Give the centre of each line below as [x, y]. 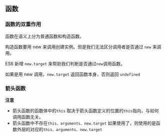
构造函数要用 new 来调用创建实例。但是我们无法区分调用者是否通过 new [78, 47]
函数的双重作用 [23, 24]
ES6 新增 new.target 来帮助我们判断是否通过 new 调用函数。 [65, 63]
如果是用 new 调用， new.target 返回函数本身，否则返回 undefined [73, 74]
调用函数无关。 [28, 117]
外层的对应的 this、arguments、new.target [59, 129]
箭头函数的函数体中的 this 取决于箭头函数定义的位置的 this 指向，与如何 [85, 111]
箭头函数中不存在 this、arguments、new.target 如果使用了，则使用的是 [84, 123]
